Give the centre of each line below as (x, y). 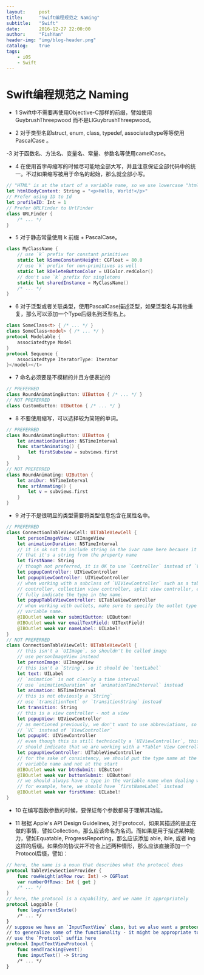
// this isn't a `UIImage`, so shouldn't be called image (92, 651)
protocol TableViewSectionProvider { (54, 871)
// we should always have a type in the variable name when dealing (106, 781)
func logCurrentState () (47, 910)
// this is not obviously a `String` (65, 696)
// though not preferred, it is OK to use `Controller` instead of (104, 566)
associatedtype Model (44, 342)
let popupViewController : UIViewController (73, 577)
